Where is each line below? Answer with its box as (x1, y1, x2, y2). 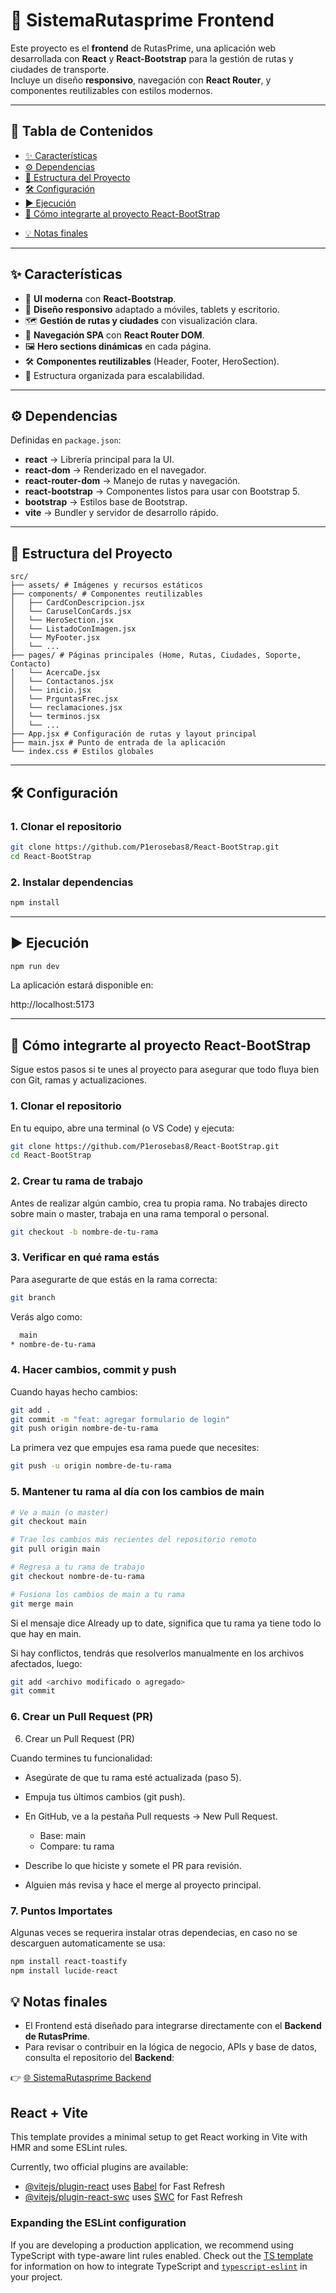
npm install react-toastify (10, 1956, 128, 1966)
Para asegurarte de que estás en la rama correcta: (10, 1273, 218, 1285)
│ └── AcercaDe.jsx (10, 668, 101, 678)
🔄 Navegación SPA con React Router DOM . (24, 329, 205, 341)
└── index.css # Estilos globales (10, 747, 155, 757)
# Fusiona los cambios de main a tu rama (10, 1589, 186, 1599)
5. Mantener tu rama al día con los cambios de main (10, 1485, 265, 1499)
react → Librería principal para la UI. (24, 454, 175, 466)
